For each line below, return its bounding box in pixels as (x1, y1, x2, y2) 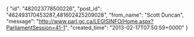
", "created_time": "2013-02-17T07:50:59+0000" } (65, 24, 189, 31)
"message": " (6, 18, 39, 24)
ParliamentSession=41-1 (6, 24, 66, 31)
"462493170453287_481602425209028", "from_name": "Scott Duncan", (6, 11, 184, 18)
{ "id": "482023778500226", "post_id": (6, 5, 102, 12)
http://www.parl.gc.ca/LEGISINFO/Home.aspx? (38, 18, 154, 24)
